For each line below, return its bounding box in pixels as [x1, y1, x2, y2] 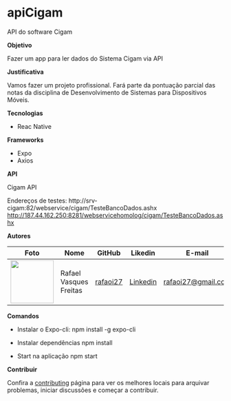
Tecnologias [7, 109, 43, 117]
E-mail [185, 248, 209, 258]
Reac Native [16, 122, 52, 130]
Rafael [60, 268, 81, 278]
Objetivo [7, 41, 32, 49]
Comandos [7, 311, 39, 320]
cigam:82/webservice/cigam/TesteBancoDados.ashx [7, 203, 157, 212]
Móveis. [7, 95, 30, 104]
